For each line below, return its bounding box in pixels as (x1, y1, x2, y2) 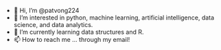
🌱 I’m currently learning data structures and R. (13, 28, 144, 36)
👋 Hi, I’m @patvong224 (13, 7, 80, 14)
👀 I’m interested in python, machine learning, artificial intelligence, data (13, 14, 215, 22)
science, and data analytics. (13, 21, 93, 28)
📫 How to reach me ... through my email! (13, 36, 130, 43)
